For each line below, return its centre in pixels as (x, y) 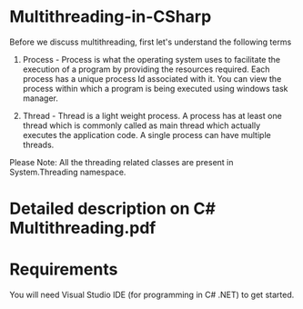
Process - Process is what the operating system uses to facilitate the (151, 59)
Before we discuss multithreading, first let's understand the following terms (151, 42)
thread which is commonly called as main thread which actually (141, 125)
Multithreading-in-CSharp (111, 17)
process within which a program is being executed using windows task (155, 88)
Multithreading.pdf (83, 228)
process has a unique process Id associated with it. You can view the (152, 78)
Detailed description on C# (113, 209)
